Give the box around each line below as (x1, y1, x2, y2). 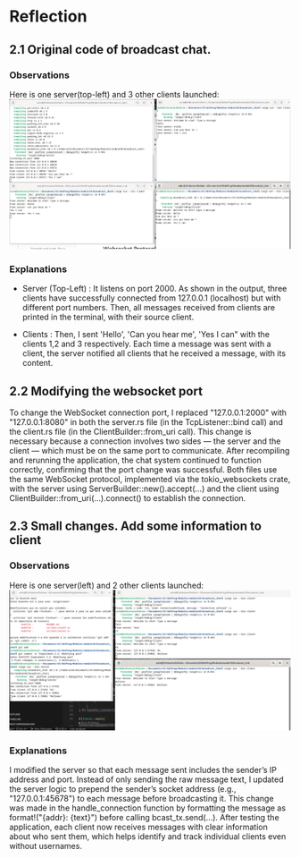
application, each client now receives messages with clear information (9, 821, 268, 832)
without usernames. (9, 840, 83, 851)
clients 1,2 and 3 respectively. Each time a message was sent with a (21, 338, 271, 350)
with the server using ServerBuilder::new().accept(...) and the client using (9, 483, 279, 494)
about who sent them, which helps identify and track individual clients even (9, 830, 287, 842)
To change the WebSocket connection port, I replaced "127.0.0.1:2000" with (9, 407, 287, 418)
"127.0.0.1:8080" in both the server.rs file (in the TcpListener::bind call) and (9, 416, 283, 427)
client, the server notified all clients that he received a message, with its (21, 348, 287, 359)
